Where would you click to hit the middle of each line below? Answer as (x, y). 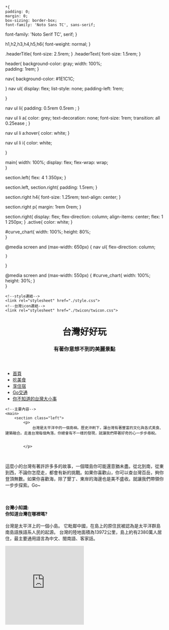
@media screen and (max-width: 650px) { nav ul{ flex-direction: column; (80, 247)
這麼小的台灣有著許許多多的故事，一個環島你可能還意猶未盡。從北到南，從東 (84, 466)
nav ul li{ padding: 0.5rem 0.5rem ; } (43, 108)
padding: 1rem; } (22, 69)
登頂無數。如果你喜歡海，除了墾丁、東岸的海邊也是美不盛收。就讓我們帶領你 (84, 479)
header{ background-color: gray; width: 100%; (54, 64)
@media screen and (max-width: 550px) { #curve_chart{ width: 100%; (78, 275)
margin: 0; (17, 16)
